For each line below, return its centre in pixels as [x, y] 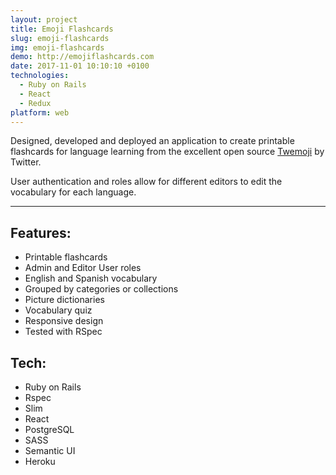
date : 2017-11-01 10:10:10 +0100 [80, 66]
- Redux [35, 103]
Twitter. [26, 162]
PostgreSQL [49, 429]
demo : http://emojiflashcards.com [82, 57]
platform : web [40, 112]
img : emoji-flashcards [57, 47]
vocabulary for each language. [73, 192]
